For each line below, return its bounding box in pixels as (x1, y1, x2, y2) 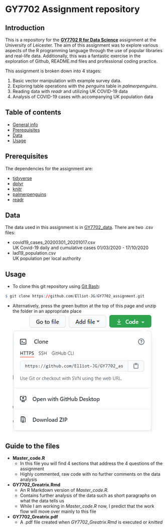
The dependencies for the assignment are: (5, 165, 93, 171)
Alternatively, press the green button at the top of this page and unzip (12, 303, 156, 309)
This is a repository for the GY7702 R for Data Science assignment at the (5, 37, 156, 43)
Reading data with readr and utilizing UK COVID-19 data (12, 88, 128, 94)
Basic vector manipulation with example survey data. (12, 78, 122, 83)
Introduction (5, 24, 45, 32)
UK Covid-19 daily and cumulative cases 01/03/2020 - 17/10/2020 (12, 245, 149, 251)
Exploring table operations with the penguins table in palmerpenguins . (12, 83, 158, 89)
